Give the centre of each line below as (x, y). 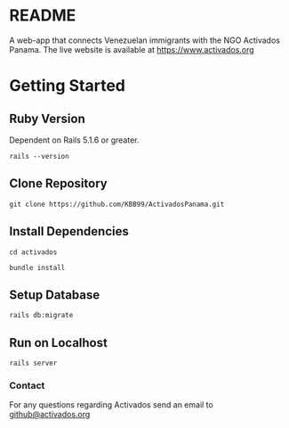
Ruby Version (48, 118)
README (43, 16)
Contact (27, 386)
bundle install (37, 267)
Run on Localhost (59, 343)
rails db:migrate (41, 316)
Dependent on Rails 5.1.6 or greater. (74, 140)
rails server (33, 363)
